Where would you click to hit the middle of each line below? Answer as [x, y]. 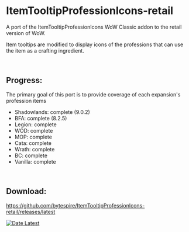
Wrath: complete [35, 149]
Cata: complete [33, 143]
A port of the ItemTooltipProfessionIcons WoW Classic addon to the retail [94, 27]
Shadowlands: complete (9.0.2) [52, 112]
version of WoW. [26, 33]
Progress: [24, 80]
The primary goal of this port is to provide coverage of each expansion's [93, 94]
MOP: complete [33, 137]
